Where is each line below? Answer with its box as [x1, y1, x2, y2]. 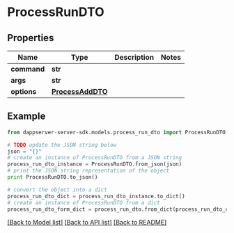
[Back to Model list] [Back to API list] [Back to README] [7, 218, 167, 227]
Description [114, 53, 155, 62]
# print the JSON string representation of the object [7, 168, 170, 175]
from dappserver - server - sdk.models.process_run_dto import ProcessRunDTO [7, 129, 226, 136]
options [10, 87, 37, 96]
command [10, 64, 45, 74]
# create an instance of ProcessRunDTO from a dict [7, 199, 160, 206]
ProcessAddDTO [51, 87, 108, 96]
